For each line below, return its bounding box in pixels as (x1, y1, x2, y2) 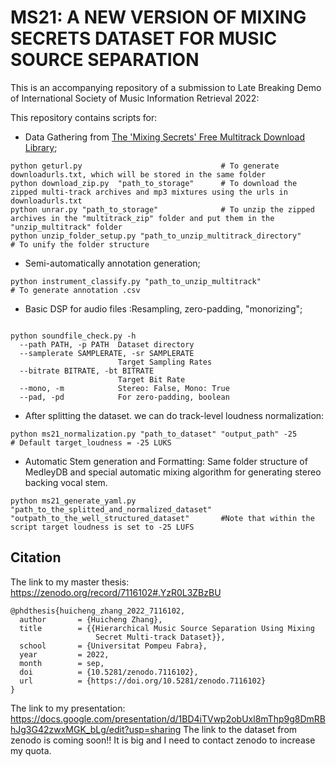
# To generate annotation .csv (10, 285, 141, 295)
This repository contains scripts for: (10, 111, 158, 123)
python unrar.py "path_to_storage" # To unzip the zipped (10, 204, 315, 215)
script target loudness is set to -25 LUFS (10, 522, 195, 532)
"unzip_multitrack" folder (10, 222, 123, 232)
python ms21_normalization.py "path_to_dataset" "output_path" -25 (10, 429, 298, 439)
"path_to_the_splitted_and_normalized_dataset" (10, 504, 213, 515)
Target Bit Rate (117, 374, 186, 385)
